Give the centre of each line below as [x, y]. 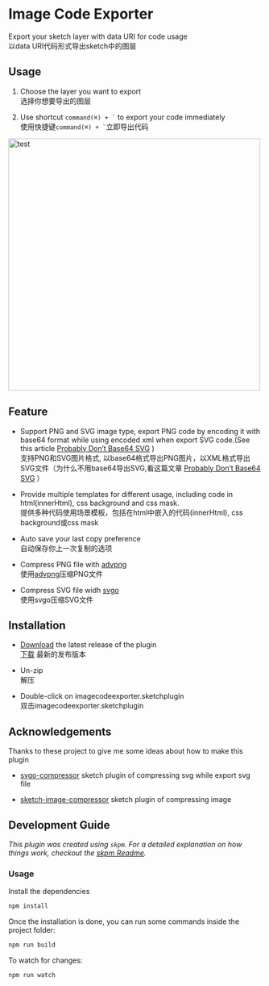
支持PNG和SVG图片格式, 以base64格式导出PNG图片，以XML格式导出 [135, 457]
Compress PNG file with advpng [73, 564]
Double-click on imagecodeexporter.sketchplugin [102, 696]
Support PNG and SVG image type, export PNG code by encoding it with [140, 431]
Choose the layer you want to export [81, 91]
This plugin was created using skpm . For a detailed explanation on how [125, 844]
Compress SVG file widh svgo [69, 590]
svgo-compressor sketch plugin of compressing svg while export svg [135, 775]
